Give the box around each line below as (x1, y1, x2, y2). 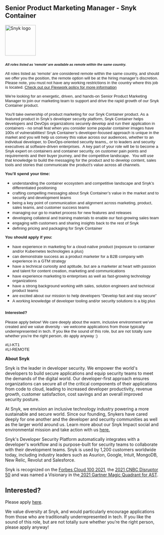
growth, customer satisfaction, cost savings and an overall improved (5, 391, 143, 397)
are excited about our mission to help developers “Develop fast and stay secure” (12, 293, 157, 299)
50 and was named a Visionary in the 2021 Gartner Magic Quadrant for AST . (5, 472, 159, 478)
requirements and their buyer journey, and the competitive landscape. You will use (5, 153, 154, 158)
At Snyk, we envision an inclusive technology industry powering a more (5, 406, 149, 412)
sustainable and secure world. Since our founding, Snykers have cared (5, 411, 148, 417)
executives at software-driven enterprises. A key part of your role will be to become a (5, 144, 159, 149)
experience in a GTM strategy (12, 258, 66, 264)
